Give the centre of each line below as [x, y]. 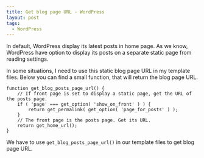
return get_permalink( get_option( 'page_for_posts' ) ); [103, 110]
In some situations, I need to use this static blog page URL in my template [98, 71]
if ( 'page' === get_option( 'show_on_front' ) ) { [84, 105]
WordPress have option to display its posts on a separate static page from [99, 53]
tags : [13, 23]
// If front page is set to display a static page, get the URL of [104, 94]
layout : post [23, 18]
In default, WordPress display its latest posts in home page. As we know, [97, 46]
